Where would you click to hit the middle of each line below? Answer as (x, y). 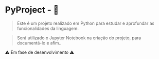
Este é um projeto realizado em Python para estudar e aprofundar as (86, 23)
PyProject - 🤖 (32, 10)
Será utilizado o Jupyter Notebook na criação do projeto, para (79, 38)
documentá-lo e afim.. (39, 43)
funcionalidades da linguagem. (48, 28)
